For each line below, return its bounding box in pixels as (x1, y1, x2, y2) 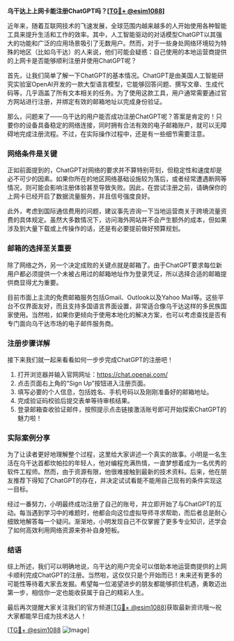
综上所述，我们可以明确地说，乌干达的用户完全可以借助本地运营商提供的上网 (7, 562, 227, 571)
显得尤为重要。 (19, 278, 63, 287)
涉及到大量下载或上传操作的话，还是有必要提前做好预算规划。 (7, 225, 185, 233)
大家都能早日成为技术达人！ (7, 612, 87, 620)
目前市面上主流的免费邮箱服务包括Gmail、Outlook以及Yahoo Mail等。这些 (7, 293, 218, 301)
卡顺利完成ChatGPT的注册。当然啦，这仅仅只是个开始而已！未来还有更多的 (7, 571, 223, 580)
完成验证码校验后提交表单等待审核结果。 (17, 396, 134, 405)
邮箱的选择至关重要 (7, 243, 72, 253)
